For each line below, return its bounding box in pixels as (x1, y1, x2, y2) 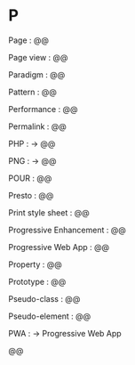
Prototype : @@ (8, 276, 67, 287)
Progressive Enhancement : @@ (8, 224, 126, 235)
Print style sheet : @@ (8, 207, 90, 218)
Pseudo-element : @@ (8, 311, 91, 321)
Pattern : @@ (8, 86, 57, 97)
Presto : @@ (8, 190, 54, 200)
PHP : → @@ (8, 138, 56, 149)
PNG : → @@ (8, 155, 57, 166)
